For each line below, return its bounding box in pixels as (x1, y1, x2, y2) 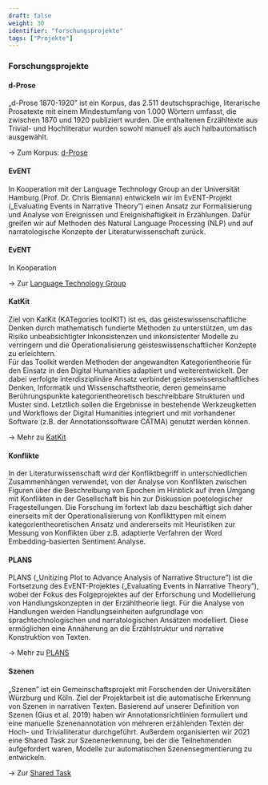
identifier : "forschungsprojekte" (8, 26, 124, 34)
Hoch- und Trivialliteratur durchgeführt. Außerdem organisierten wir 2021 (8, 726, 250, 736)
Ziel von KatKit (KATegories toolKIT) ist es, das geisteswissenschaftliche (8, 314, 246, 324)
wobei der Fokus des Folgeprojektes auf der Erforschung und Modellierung (8, 590, 256, 600)
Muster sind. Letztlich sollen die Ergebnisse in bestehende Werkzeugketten (8, 399, 257, 409)
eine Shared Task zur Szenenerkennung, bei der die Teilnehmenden (8, 735, 232, 745)
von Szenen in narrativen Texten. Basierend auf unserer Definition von (8, 701, 240, 710)
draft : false (8, 11, 52, 20)
